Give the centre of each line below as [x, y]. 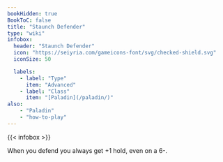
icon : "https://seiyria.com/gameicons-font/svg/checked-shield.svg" [115, 53]
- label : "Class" [45, 91]
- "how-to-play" [44, 117]
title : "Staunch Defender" [46, 27]
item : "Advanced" [51, 84]
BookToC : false [29, 20]
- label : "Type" [44, 78]
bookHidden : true [32, 14]
